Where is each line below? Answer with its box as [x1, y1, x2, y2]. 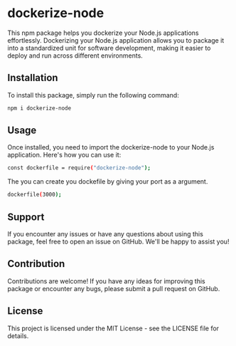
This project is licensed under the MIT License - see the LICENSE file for [7, 324, 219, 332]
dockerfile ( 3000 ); [7, 191, 62, 199]
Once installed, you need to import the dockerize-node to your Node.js [7, 143, 215, 152]
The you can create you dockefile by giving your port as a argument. [7, 177, 208, 186]
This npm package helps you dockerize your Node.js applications [7, 28, 199, 37]
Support [7, 211, 45, 223]
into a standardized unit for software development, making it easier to [7, 43, 211, 52]
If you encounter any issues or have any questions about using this [7, 230, 204, 238]
